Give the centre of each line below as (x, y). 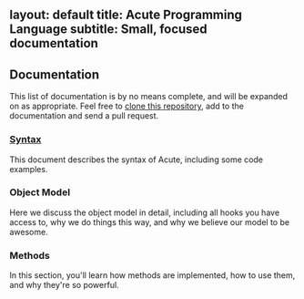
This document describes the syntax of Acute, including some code (137, 160)
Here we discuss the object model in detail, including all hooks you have (145, 212)
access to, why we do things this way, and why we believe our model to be (149, 222)
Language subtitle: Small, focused (108, 30)
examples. (29, 169)
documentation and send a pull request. (84, 116)
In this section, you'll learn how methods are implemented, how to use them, (152, 275)
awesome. (29, 232)
